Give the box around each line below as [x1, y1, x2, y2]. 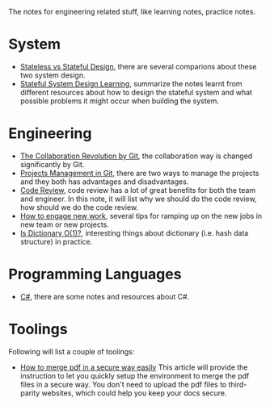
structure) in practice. [19, 236, 93, 246]
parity [19, 387, 40, 398]
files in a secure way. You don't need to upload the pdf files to [19, 379, 227, 389]
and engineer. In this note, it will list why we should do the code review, [19, 194, 257, 203]
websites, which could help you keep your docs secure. [41, 387, 227, 398]
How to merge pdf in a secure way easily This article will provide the [19, 362, 248, 372]
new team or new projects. [19, 220, 109, 229]
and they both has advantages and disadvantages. [19, 177, 189, 186]
